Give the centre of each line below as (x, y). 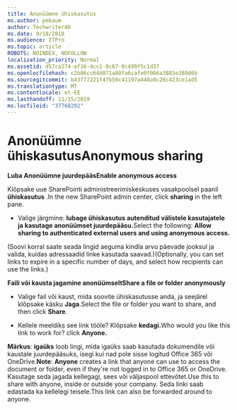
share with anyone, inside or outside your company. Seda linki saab (105, 384)
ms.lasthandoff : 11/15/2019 (49, 100)
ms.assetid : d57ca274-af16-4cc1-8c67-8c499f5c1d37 (83, 66)
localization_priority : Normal (53, 60)
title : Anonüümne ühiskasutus (52, 14)
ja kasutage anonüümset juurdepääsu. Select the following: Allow (115, 225)
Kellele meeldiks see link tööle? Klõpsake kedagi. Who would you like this (124, 325)
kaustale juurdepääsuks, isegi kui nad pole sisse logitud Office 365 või (110, 353)
